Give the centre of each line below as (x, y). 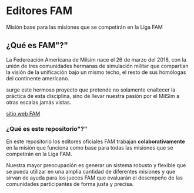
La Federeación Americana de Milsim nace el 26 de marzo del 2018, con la (96, 59)
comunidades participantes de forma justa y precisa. (70, 184)
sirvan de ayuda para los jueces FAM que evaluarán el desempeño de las (95, 178)
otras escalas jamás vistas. (39, 102)
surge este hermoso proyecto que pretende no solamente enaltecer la (91, 90)
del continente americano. (38, 78)
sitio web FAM (23, 113)
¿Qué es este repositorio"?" (47, 128)
